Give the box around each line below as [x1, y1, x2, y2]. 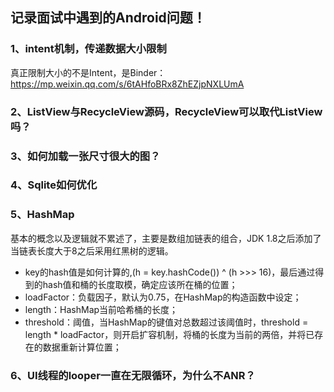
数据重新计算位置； [42, 341, 122, 353]
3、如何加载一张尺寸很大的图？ [10, 149, 161, 163]
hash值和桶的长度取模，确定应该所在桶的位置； [42, 278, 238, 290]
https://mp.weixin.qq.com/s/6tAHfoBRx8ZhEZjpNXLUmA [10, 78, 245, 90]
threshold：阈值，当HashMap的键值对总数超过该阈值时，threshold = [24, 316, 309, 328]
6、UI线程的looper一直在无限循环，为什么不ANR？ [10, 368, 256, 382]
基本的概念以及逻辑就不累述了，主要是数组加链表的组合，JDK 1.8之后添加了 [10, 232, 322, 244]
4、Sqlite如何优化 [10, 178, 98, 192]
